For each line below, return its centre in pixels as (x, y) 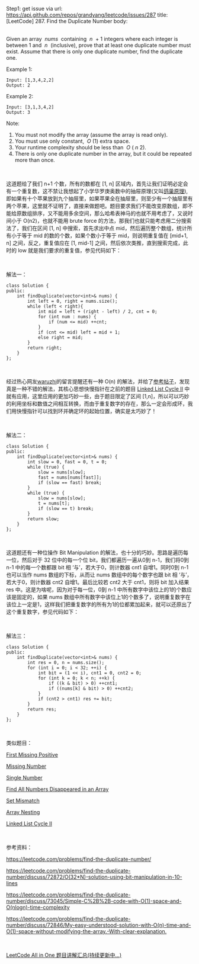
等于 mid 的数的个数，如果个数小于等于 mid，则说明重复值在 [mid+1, (105, 236)
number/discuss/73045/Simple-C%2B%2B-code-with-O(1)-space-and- (94, 901)
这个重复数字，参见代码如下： (42, 612)
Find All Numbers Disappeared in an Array (57, 789)
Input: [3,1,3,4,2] (30, 107)
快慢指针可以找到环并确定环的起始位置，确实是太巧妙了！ (86, 411)
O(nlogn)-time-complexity (38, 907)
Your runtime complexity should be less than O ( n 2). (81, 147)
